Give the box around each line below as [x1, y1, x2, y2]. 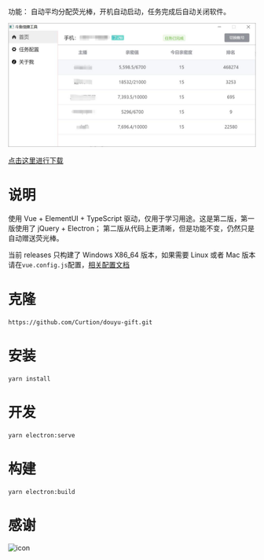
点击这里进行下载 [8, 156, 64, 165]
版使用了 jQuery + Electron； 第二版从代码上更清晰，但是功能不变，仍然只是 [8, 223, 255, 233]
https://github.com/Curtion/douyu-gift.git [8, 318, 153, 326]
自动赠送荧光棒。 [8, 233, 64, 242]
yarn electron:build [8, 488, 76, 496]
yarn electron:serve [8, 431, 76, 439]
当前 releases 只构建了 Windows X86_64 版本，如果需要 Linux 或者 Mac [8, 250, 240, 260]
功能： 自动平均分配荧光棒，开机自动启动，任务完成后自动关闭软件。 [8, 7, 230, 16]
